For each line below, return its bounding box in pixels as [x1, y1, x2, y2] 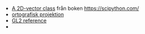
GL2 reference [11, 17, 47, 24]
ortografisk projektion [11, 11, 64, 18]
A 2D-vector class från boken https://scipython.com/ [11, 5, 139, 12]
